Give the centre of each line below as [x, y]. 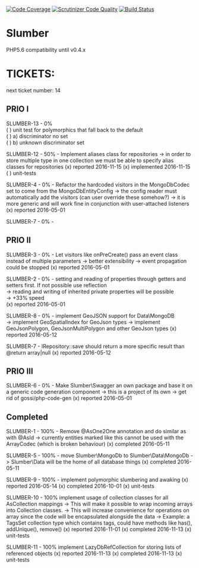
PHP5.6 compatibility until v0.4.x [46, 49]
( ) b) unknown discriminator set [45, 142]
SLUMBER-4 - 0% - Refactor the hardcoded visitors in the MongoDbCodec [98, 184]
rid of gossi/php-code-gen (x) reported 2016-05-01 [69, 398]
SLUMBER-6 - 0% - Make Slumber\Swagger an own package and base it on [99, 386]
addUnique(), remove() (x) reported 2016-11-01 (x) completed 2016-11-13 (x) [99, 529]
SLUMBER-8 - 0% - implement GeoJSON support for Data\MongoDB [90, 315]
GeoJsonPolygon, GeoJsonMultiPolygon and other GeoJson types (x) [91, 328]
